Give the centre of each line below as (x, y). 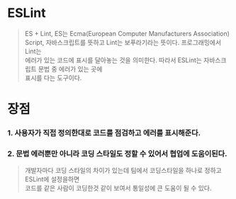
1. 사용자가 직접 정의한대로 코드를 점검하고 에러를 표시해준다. (104, 133)
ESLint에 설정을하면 (52, 179)
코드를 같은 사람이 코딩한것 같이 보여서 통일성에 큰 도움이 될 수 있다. (118, 188)
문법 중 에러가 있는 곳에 (70, 69)
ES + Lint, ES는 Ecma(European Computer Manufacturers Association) (127, 33)
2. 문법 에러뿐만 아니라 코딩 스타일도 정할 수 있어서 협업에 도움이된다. (117, 154)
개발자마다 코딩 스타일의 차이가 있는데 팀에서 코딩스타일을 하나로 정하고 (123, 171)
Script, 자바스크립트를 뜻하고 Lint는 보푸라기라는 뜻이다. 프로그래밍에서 (123, 42)
